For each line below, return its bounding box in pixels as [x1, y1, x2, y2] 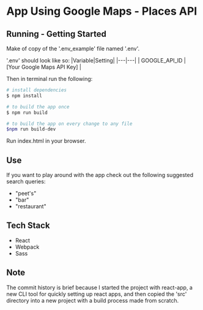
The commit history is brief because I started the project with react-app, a [6, 284, 193, 291]
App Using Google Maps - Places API [6, 4, 197, 18]
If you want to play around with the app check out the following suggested [6, 172, 194, 179]
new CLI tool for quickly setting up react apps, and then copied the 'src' [6, 290, 187, 298]
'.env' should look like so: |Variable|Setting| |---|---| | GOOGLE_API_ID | [6, 57, 186, 64]
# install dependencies [6, 87, 67, 93]
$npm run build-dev [6, 126, 56, 132]
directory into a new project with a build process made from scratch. [6, 297, 179, 304]
